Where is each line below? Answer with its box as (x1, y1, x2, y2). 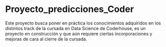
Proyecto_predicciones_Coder (5, 3, 134, 15)
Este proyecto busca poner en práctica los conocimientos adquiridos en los (5, 20, 161, 26)
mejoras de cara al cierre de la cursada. (5, 36, 87, 42)
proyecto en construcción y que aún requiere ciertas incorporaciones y (5, 30, 152, 36)
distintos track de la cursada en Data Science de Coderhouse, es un (5, 25, 146, 31)
